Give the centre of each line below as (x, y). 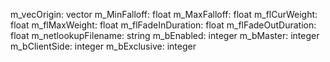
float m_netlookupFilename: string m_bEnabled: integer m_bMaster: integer (165, 35)
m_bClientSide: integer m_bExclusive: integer (103, 46)
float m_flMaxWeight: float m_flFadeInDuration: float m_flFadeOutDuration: (163, 25)
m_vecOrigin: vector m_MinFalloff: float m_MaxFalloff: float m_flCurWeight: (164, 14)
